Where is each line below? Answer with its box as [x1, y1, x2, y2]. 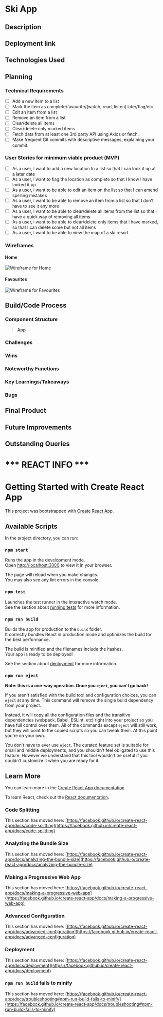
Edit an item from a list [12, 109, 57, 115]
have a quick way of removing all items [12, 214, 91, 220]
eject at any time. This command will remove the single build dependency [5, 698, 154, 703]
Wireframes [5, 242, 34, 249]
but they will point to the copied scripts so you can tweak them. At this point [5, 728, 157, 734]
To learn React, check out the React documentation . [5, 794, 109, 800]
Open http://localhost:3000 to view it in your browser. [5, 562, 113, 568]
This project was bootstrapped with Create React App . [5, 508, 114, 514]
